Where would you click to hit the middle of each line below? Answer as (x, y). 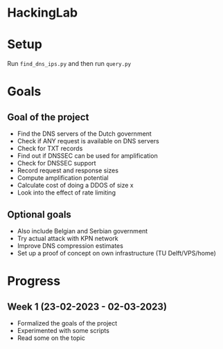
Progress (34, 281)
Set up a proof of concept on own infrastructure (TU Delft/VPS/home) (117, 253)
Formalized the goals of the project (67, 323)
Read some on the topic (51, 338)
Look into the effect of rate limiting (66, 193)
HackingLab (43, 13)
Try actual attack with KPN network (68, 238)
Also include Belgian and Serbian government (82, 231)
